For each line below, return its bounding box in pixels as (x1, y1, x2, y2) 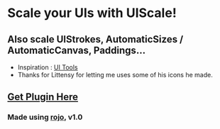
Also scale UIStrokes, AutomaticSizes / (7, 33, 184, 45)
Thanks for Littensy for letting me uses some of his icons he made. (17, 71, 213, 79)
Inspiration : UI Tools (17, 63, 78, 72)
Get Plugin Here (7, 91, 79, 103)
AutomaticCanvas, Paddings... (7, 44, 146, 56)
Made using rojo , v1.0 (7, 112, 83, 122)
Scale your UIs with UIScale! (7, 5, 177, 21)
